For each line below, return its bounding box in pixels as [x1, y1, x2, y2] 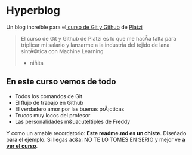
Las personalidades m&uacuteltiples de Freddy [14, 118, 131, 125]
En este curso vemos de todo [6, 77, 116, 87]
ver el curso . [6, 142, 38, 150]
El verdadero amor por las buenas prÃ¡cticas [14, 105, 125, 113]
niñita [29, 59, 44, 66]
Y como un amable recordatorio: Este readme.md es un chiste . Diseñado [6, 129, 187, 136]
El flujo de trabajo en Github [14, 99, 83, 106]
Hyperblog [6, 4, 61, 17]
